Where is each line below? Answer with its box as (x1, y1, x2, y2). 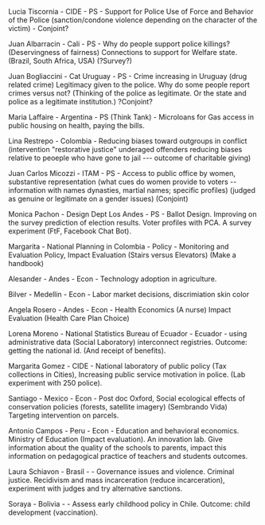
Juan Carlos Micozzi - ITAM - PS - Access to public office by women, (8, 169, 236, 178)
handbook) (8, 259, 45, 268)
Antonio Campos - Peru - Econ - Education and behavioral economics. (8, 426, 240, 435)
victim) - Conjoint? (8, 24, 69, 33)
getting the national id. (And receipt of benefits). (8, 346, 166, 355)
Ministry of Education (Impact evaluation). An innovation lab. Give (8, 434, 223, 444)
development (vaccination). (8, 507, 98, 517)
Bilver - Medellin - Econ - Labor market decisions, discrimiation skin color (8, 290, 249, 299)
